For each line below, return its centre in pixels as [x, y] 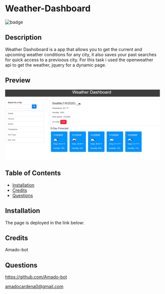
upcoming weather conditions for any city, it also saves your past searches [81, 54]
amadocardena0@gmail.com [34, 287]
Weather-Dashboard [48, 9]
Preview [18, 81]
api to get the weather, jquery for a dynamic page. [56, 65]
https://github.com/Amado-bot [36, 277]
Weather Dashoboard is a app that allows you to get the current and [74, 49]
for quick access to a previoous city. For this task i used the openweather [79, 60]
